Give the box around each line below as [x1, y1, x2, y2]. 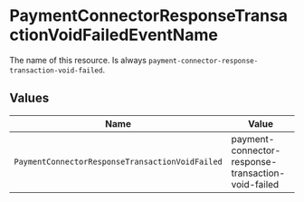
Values [9, 91, 50, 106]
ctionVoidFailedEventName [9, 24, 219, 45]
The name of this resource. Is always [9, 54, 147, 65]
